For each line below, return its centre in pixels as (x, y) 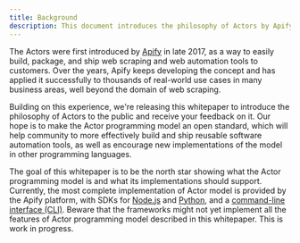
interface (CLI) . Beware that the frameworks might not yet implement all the (148, 209)
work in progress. (42, 228)
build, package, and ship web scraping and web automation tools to (134, 61)
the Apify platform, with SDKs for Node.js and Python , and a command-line (147, 200)
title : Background (43, 17)
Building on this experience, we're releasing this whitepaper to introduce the (150, 106)
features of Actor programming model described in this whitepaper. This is (146, 219)
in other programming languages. (71, 154)
